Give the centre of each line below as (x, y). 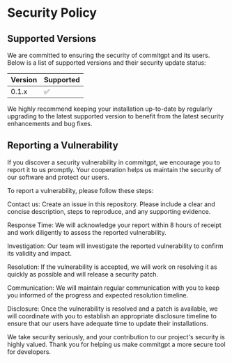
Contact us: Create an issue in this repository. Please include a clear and (111, 204)
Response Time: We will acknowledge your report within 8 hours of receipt (114, 225)
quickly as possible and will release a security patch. (83, 274)
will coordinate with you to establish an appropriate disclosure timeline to (112, 316)
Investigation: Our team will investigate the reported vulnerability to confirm (116, 246)
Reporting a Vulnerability (63, 145)
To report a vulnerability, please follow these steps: (80, 190)
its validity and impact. (39, 253)
